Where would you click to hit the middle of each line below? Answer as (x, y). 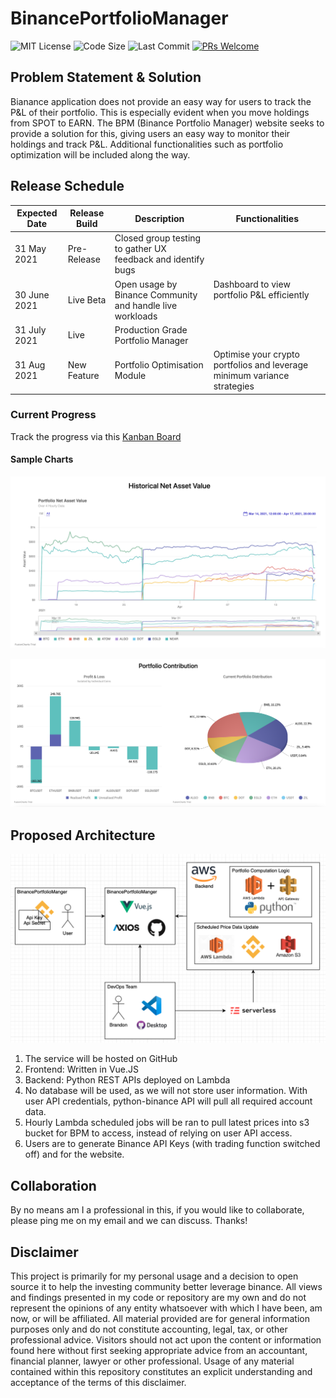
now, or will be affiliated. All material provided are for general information (160, 1319)
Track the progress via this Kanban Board (96, 436)
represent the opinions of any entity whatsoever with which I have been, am (166, 1308)
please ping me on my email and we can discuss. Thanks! (129, 1221)
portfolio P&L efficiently (261, 294)
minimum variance (251, 376)
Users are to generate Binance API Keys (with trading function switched (172, 1144)
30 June (32, 294)
